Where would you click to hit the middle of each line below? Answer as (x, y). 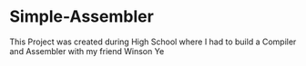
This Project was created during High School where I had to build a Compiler (153, 42)
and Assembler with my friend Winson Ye (87, 51)
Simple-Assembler (82, 17)
